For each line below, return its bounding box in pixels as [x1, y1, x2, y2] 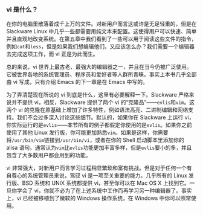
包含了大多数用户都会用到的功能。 [6, 152, 91, 159]
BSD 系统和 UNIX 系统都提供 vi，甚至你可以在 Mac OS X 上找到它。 [22, 179, 190, 187]
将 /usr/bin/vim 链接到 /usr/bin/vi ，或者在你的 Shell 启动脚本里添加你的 [6, 136, 184, 144]
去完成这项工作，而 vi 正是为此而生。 [6, 50, 98, 58]
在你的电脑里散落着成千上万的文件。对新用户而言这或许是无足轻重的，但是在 [6, 20, 197, 28]
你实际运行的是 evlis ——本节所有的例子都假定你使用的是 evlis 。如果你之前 [6, 121, 192, 129]
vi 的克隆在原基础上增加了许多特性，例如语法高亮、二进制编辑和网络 [18, 106, 188, 114]
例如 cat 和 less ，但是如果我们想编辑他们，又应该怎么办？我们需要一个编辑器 [6, 43, 195, 50]
